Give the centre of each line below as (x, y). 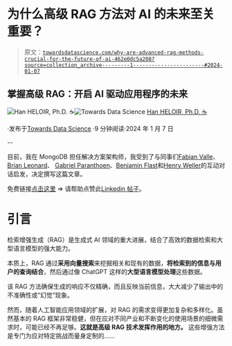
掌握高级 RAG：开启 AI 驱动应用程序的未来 (98, 94)
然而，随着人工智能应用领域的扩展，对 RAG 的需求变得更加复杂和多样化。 (112, 309)
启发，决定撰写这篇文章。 (50, 174)
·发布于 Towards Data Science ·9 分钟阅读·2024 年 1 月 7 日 (90, 128)
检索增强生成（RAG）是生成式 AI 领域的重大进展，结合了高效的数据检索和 (112, 239)
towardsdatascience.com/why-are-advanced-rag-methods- (123, 53)
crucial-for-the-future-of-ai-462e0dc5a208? (89, 59)
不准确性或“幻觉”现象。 (41, 295)
